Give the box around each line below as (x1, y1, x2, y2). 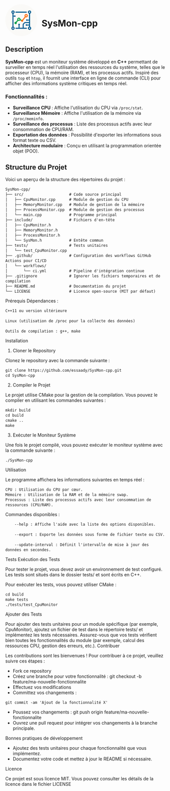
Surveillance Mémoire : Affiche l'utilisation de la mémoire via (12, 110, 141, 116)
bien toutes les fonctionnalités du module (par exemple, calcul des (5, 637, 145, 643)
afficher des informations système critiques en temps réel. (5, 80, 128, 86)
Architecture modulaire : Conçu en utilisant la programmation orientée (12, 143, 161, 149)
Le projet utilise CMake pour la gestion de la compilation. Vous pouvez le (5, 392, 158, 398)
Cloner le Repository (12, 347, 56, 353)
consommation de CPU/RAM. (12, 126, 74, 133)
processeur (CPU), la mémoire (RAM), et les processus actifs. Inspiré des (5, 69, 159, 75)
